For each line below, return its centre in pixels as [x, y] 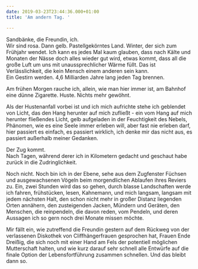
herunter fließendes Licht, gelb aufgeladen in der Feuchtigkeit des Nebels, [97, 119]
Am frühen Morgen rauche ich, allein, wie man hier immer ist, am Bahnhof [96, 88]
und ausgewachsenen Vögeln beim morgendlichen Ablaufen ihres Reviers [96, 180]
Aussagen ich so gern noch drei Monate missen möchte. [75, 218]
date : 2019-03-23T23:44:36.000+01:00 [53, 12]
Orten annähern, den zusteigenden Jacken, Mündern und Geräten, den [93, 205]
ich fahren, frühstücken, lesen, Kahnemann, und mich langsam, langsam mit [99, 192]
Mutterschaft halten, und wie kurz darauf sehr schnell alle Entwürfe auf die [98, 248]
